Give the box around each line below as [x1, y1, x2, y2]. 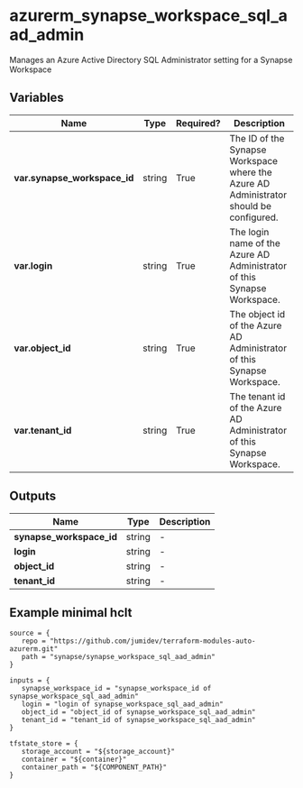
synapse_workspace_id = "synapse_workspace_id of [21, 684, 212, 693]
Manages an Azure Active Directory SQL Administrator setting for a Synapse [9, 54, 293, 65]
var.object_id [14, 342, 71, 354]
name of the [229, 236, 281, 249]
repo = [21, 637, 47, 646]
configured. [229, 211, 279, 224]
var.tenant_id [14, 424, 72, 436]
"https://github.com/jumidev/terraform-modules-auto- [49, 637, 256, 646]
